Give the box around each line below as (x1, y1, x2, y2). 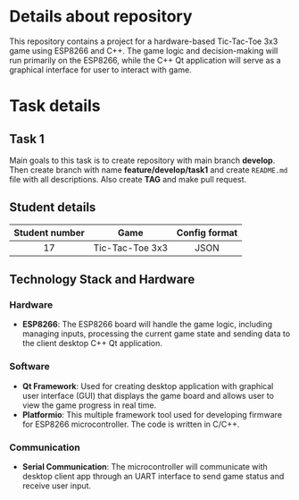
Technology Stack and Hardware (9, 272, 195, 287)
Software (9, 360, 51, 373)
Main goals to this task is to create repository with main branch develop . (9, 155, 276, 165)
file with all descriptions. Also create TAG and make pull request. (9, 174, 247, 184)
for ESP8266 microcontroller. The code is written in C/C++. (21, 419, 240, 429)
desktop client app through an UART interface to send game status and (21, 471, 285, 482)
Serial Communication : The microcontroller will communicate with (21, 462, 268, 472)
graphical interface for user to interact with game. (9, 64, 192, 75)
